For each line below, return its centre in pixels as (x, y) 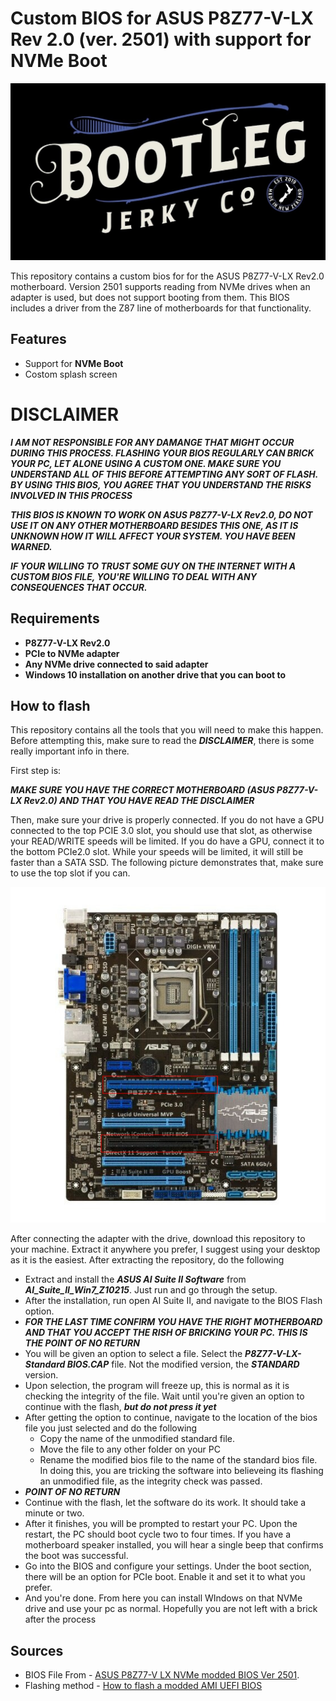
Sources (37, 1650)
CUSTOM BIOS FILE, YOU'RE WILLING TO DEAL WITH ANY (133, 576)
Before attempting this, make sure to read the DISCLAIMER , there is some (162, 741)
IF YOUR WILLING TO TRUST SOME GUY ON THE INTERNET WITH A (153, 566)
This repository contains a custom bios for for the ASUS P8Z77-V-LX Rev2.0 (167, 276)
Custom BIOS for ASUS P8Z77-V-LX (162, 18)
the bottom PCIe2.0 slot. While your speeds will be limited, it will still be (157, 852)
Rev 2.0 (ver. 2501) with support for (161, 39)
